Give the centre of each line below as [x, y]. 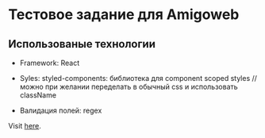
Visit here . [25, 126]
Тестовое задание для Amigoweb [124, 15]
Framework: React [50, 63]
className [38, 95]
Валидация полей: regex [61, 110]
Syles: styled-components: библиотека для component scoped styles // [138, 78]
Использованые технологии [82, 44]
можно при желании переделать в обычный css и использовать [129, 86]
